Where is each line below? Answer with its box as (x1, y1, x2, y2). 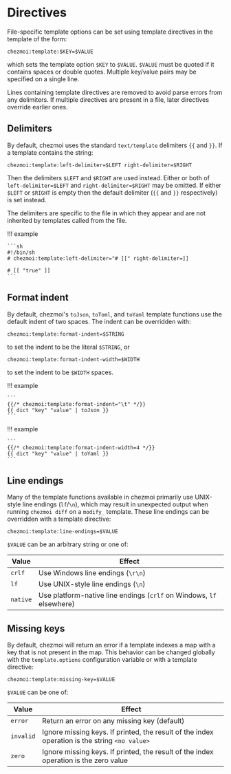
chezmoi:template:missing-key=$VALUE (7, 676, 115, 683)
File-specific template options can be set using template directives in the (7, 28, 213, 36)
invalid (10, 733, 36, 740)
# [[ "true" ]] (7, 267, 51, 274)
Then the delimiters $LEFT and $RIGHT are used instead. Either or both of (7, 173, 210, 182)
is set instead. (7, 195, 47, 204)
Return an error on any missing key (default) (42, 716, 185, 726)
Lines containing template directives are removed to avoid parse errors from (7, 88, 223, 96)
